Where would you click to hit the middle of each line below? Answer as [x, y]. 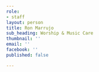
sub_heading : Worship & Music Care [50, 33]
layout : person [25, 22]
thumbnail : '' [24, 39]
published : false [27, 55]
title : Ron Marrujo [30, 28]
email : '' [18, 44]
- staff [16, 17]
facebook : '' [22, 50]
